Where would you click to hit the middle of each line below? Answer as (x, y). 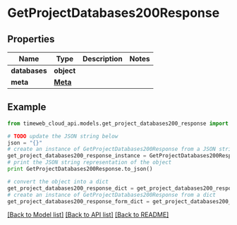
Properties (31, 39)
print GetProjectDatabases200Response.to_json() (80, 169)
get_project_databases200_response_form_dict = (79, 201)
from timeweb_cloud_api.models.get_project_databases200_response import (118, 123)
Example (27, 107)
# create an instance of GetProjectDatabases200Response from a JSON (112, 150)
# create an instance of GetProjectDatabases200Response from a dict (112, 195)
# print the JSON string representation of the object (90, 163)
